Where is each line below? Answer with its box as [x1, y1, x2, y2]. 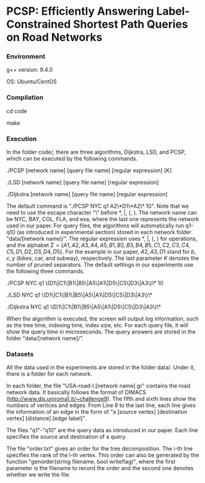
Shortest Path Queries [73, 17, 188, 31]
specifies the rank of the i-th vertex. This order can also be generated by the [6, 452, 199, 459]
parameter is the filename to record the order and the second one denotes [6, 465, 194, 472]
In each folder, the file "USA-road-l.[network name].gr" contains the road [6, 382, 191, 390]
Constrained [6, 17, 71, 31]
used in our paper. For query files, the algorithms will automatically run [6, 222, 185, 229]
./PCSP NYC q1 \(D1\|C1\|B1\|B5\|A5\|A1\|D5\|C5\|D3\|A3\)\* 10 [6, 280, 163, 287]
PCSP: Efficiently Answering [6, 4, 154, 18]
